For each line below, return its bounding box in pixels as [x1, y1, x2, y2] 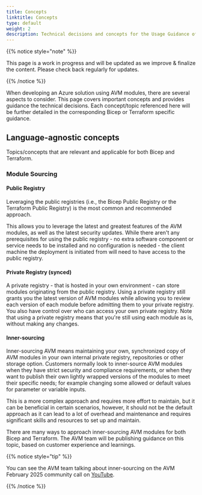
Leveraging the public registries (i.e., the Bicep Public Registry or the [6, 198, 177, 206]
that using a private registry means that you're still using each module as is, [6, 314, 194, 321]
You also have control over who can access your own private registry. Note [6, 307, 192, 315]
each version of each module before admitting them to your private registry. [6, 301, 194, 308]
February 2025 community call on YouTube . [6, 471, 115, 478]
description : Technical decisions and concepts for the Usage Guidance [6, 31, 189, 37]
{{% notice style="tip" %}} [6, 453, 72, 460]
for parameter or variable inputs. [6, 386, 87, 393]
